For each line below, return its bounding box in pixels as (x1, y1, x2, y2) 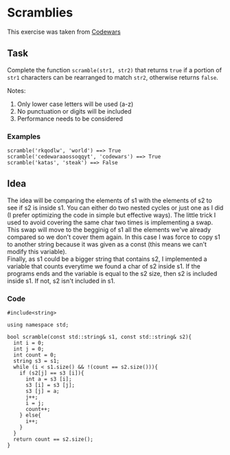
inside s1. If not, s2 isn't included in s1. (7, 277, 115, 285)
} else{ (19, 412, 41, 419)
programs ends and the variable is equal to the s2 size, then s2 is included (7, 269, 218, 277)
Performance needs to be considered (16, 114, 124, 123)
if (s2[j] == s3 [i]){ (19, 370, 84, 377)
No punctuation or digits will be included (16, 107, 132, 115)
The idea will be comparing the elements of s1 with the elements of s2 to (7, 196, 213, 204)
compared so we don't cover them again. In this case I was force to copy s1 (7, 233, 221, 241)
